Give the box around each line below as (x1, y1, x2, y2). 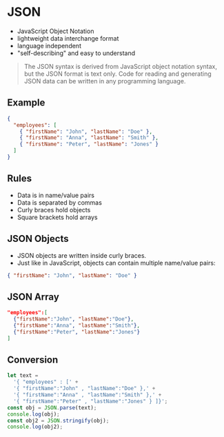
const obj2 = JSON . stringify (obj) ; (7, 417, 110, 424)
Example (7, 97, 45, 109)
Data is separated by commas (17, 198, 102, 207)
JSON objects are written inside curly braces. (17, 251, 147, 259)
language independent (17, 41, 81, 50)
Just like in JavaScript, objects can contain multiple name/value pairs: (17, 258, 216, 267)
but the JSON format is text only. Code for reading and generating (23, 70, 212, 78)
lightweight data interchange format (17, 34, 119, 42)
